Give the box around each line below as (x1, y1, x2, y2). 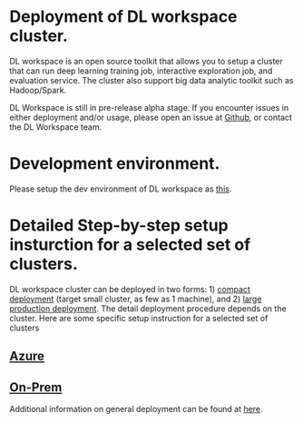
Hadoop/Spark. (9, 84, 67, 95)
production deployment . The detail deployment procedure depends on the (9, 302, 288, 314)
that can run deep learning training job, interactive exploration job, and (9, 65, 273, 76)
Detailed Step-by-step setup (9, 215, 229, 236)
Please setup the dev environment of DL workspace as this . (9, 183, 232, 194)
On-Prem (9, 379, 63, 395)
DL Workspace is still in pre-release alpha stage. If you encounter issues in (9, 102, 288, 113)
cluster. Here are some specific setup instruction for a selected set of (9, 312, 269, 323)
